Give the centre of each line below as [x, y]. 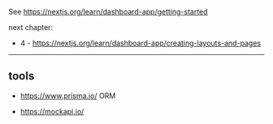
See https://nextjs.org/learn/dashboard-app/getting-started [108, 12]
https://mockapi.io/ [52, 111]
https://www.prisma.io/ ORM [68, 96]
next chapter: [31, 27]
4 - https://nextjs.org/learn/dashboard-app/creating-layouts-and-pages [141, 43]
